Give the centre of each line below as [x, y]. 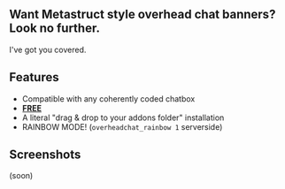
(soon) [21, 176]
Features [34, 77]
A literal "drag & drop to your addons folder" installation [123, 117]
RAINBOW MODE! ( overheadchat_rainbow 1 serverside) [122, 126]
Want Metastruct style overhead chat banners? [142, 15]
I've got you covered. [48, 49]
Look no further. [54, 29]
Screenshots [45, 155]
